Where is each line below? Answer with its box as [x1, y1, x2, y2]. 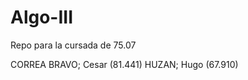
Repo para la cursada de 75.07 [10, 39, 137, 51]
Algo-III [10, 6, 74, 29]
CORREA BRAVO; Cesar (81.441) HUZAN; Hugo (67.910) [10, 58, 239, 70]
